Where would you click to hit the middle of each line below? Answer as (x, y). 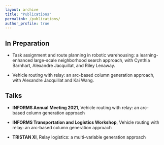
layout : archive (22, 10)
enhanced (22, 60)
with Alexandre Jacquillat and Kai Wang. (53, 80)
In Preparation (27, 43)
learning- (149, 55)
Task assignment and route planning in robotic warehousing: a (75, 55)
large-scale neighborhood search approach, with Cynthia (92, 60)
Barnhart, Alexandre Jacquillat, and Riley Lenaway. (64, 66)
